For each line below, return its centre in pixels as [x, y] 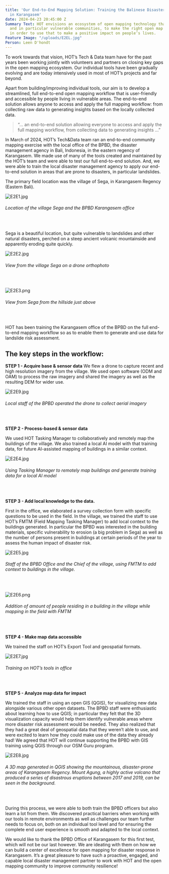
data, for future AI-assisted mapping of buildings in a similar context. [76, 449]
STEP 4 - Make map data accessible [44, 637]
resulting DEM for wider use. [35, 382]
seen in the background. [30, 783]
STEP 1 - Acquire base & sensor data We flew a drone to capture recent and [84, 366]
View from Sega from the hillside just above [51, 302]
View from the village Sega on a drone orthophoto [57, 265]
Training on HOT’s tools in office [38, 668]
